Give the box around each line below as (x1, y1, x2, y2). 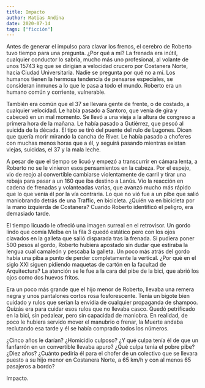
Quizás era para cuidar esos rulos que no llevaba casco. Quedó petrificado (6, 305, 196, 313)
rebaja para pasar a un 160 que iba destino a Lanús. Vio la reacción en (6, 177, 184, 184)
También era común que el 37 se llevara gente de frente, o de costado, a (6, 101, 190, 108)
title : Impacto (6, 9, 45, 15)
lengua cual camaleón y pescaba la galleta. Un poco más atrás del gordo (6, 248, 190, 255)
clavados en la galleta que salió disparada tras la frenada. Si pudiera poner (6, 235, 195, 242)
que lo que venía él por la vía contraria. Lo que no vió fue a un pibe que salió (6, 191, 199, 198)
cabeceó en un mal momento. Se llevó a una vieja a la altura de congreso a (6, 113, 196, 121)
